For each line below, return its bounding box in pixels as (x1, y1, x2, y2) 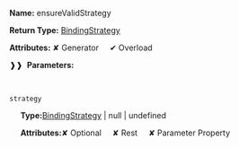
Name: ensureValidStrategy (9, 8, 112, 18)
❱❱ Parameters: (9, 60, 75, 70)
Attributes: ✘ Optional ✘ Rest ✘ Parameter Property (20, 127, 231, 138)
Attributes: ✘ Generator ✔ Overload (9, 42, 153, 53)
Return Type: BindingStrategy (9, 25, 121, 35)
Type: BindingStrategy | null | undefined (20, 110, 167, 120)
